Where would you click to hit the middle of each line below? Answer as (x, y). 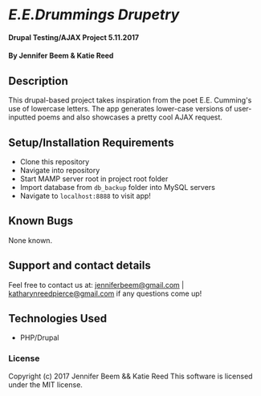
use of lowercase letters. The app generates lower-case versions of (120, 109)
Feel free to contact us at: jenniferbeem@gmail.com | (96, 285)
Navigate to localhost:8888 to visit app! (85, 196)
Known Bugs (41, 221)
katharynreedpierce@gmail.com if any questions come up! (105, 293)
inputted (22, 117)
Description (38, 81)
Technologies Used (57, 319)
